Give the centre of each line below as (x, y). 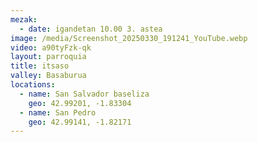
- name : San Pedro (58, 112)
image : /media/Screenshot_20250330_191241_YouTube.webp (129, 38)
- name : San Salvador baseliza (84, 94)
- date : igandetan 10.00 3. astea (91, 29)
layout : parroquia (48, 57)
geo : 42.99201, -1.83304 (80, 103)
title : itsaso (40, 66)
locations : (33, 85)
